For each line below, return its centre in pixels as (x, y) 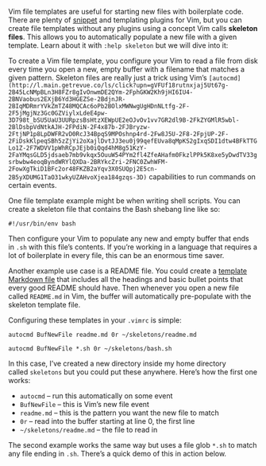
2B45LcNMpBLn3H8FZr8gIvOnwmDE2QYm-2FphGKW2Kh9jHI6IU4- (101, 92)
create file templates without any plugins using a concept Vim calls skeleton (133, 28)
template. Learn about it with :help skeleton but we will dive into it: (118, 45)
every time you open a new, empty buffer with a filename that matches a (126, 69)
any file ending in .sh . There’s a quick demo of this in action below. (118, 454)
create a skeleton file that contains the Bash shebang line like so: (114, 209)
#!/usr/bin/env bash (42, 224)
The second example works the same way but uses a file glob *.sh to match (133, 445)
